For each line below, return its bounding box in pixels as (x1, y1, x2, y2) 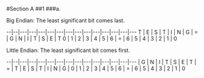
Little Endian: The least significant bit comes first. (6, 47, 130, 54)
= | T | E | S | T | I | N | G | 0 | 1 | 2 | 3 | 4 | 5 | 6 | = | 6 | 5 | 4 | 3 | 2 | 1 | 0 (6, 65, 186, 72)
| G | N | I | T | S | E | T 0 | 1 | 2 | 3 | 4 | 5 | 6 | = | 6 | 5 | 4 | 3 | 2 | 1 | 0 (6, 35, 178, 42)
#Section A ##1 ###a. (6, 5, 61, 12)
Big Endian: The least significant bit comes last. (6, 17, 125, 24)
